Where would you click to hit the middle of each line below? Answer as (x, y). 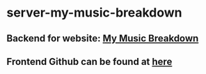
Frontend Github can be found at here (89, 61)
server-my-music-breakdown (94, 13)
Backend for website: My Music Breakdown (103, 38)
